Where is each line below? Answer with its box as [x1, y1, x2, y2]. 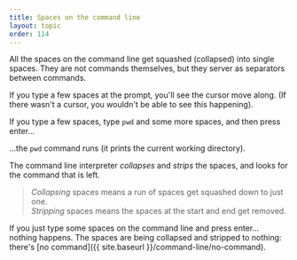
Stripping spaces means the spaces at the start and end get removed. [30, 206, 286, 217]
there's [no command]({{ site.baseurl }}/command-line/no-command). [9, 241, 266, 253]
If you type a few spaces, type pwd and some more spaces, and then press [9, 116, 281, 127]
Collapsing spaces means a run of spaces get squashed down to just [30, 187, 284, 198]
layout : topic [9, 21, 62, 30]
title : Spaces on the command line [9, 12, 141, 22]
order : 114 [9, 29, 50, 38]
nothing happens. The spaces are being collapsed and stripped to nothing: [9, 232, 282, 243]
